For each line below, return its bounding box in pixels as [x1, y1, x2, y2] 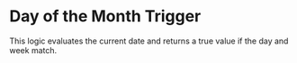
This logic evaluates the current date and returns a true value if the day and [9, 35, 289, 46]
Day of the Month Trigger [9, 6, 202, 27]
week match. [9, 44, 58, 55]
